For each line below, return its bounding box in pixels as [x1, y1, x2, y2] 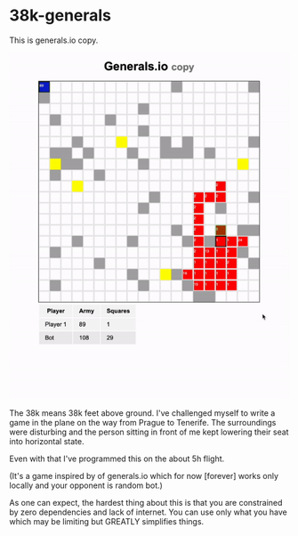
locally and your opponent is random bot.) [9, 480, 163, 491]
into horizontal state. [9, 436, 85, 447]
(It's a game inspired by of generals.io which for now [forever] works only [9, 471, 278, 482]
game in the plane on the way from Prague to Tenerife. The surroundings [9, 418, 277, 428]
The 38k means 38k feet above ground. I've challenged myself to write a [9, 408, 276, 418]
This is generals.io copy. [9, 35, 99, 45]
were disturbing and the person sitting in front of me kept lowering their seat [9, 426, 289, 437]
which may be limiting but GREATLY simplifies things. [9, 516, 205, 527]
